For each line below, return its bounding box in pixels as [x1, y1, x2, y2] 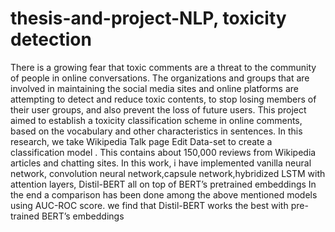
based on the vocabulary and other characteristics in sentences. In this [10, 125, 303, 137]
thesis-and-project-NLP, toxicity [10, 7, 287, 30]
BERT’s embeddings [41, 210, 125, 222]
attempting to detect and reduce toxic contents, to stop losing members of [10, 93, 317, 105]
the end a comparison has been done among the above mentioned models [10, 188, 318, 201]
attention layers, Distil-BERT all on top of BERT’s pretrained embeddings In [10, 178, 317, 190]
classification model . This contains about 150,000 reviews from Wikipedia [10, 146, 317, 158]
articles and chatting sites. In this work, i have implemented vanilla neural [10, 157, 312, 169]
